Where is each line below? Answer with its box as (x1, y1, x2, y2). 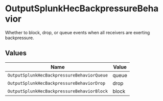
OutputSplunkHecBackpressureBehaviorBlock (7, 88, 108, 94)
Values (5, 49, 27, 57)
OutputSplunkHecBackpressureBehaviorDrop (7, 80, 106, 86)
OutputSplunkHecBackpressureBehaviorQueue (7, 72, 108, 78)
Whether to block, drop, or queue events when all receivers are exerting (5, 29, 150, 35)
